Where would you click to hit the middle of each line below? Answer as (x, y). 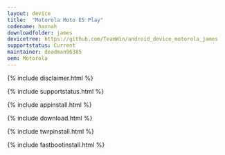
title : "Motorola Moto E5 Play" (55, 20)
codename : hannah (32, 26)
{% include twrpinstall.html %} (51, 131)
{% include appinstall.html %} (49, 105)
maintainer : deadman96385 (44, 52)
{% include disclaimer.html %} (50, 78)
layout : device (29, 13)
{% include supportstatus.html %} (56, 91)
